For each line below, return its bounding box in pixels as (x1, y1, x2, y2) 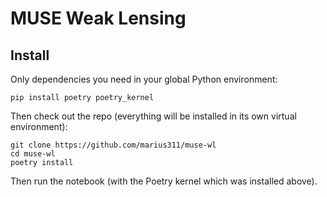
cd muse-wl (10, 149, 56, 159)
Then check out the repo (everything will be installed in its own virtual (10, 110, 297, 122)
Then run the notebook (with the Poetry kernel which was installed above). (10, 175, 318, 187)
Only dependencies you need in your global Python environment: (10, 73, 278, 85)
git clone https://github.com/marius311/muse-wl (10, 140, 217, 150)
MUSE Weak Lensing (10, 7, 187, 30)
